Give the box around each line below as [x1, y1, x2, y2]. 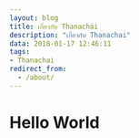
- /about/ [17, 73, 55, 82]
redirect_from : [9, 65, 67, 74]
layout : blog [9, 13, 59, 23]
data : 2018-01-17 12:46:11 [9, 38, 112, 48]
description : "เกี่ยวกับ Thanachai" [9, 30, 132, 39]
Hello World [9, 111, 100, 133]
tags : [9, 48, 30, 57]
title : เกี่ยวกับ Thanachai [9, 22, 98, 31]
